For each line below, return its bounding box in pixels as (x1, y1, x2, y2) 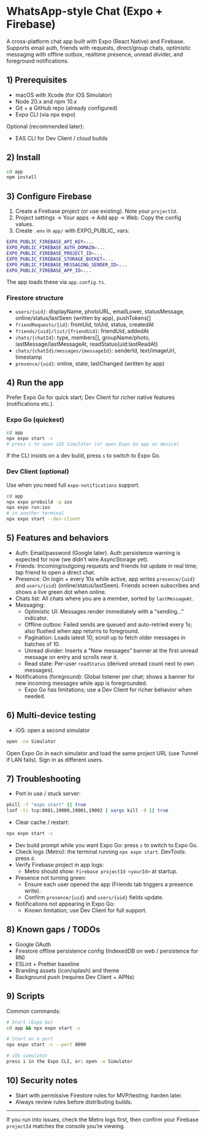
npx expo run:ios (6, 505, 51, 511)
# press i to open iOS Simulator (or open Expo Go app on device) (6, 441, 180, 447)
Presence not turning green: (15, 874, 87, 882)
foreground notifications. (6, 57, 69, 64)
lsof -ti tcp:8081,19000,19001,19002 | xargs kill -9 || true (6, 807, 169, 814)
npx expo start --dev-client (6, 516, 81, 522)
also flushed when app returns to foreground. (24, 627, 140, 635)
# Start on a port (6, 1036, 53, 1042)
